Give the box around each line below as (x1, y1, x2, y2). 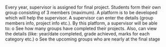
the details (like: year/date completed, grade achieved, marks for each (5, 31, 150, 36)
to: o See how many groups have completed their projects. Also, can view (5, 25, 157, 31)
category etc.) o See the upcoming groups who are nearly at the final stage (5, 36, 160, 42)
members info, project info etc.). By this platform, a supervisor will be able (5, 20, 158, 26)
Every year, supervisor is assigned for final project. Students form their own (5, 4, 161, 10)
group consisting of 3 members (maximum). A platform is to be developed (5, 9, 157, 15)
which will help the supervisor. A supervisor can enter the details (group (5, 15, 153, 20)
